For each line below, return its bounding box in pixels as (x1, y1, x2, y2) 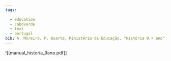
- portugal (10, 31, 33, 36)
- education (10, 17, 36, 22)
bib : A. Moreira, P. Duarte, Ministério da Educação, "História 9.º (5, 36, 154, 41)
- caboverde (10, 21, 36, 27)
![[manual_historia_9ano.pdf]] (5, 49, 67, 56)
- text (10, 26, 24, 32)
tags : (5, 7, 17, 13)
